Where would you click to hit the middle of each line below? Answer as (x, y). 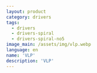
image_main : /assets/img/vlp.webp (49, 45)
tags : (13, 22)
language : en (22, 50)
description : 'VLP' (30, 61)
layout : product (26, 11)
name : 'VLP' (21, 55)
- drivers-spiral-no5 (38, 39)
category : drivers (29, 17)
